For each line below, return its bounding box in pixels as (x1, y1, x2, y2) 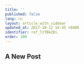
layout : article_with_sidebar (5, 21, 67, 26)
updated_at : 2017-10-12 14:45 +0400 (5, 25, 79, 30)
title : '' (5, 7, 25, 12)
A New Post (5, 52, 41, 61)
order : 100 (5, 35, 27, 40)
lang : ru (5, 16, 23, 21)
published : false (5, 12, 40, 17)
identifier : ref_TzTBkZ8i (5, 30, 57, 35)
